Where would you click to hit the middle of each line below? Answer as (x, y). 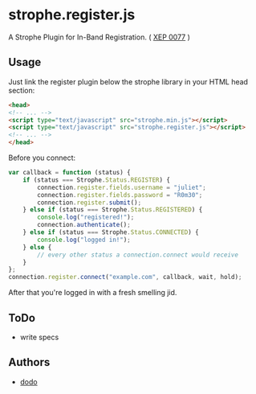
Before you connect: (42, 158)
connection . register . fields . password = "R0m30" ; (120, 195)
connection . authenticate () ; (84, 225)
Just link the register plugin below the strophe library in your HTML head (128, 81)
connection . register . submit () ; (89, 203)
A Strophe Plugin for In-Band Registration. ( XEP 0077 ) (100, 37)
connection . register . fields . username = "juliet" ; (122, 187)
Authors (29, 362)
